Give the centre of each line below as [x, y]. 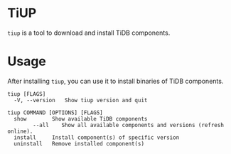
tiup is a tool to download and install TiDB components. [89, 33]
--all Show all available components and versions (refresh [128, 125]
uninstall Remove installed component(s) [79, 143]
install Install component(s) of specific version [97, 137]
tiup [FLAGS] [27, 94]
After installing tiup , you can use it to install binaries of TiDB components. [116, 81]
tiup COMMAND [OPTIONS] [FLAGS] [55, 112]
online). [20, 131]
